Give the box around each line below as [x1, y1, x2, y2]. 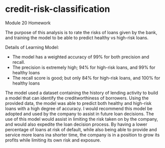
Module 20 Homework [5, 20, 51, 26]
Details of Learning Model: [5, 44, 59, 50]
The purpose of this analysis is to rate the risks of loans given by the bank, [5, 29, 158, 35]
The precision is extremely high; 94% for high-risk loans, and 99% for [12, 64, 156, 70]
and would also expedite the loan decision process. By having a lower [5, 121, 148, 127]
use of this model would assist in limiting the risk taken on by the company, [5, 116, 159, 122]
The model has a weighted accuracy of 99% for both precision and [12, 53, 150, 60]
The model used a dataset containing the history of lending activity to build [5, 90, 159, 96]
